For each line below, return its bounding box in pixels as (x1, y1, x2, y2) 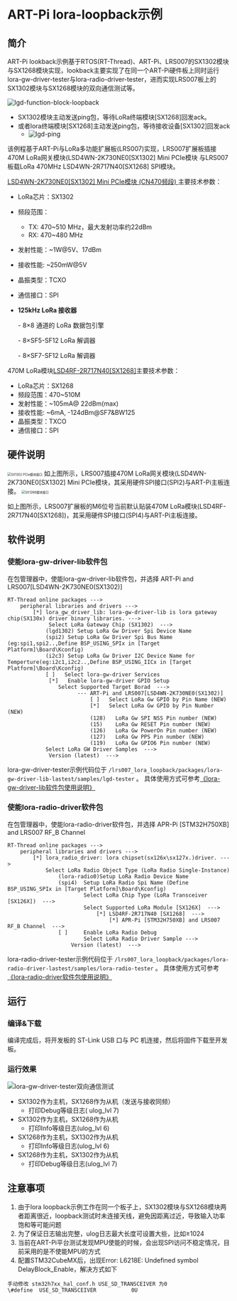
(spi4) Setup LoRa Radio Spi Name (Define (57, 879, 189, 886)
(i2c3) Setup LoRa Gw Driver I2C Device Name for (45, 652, 195, 659)
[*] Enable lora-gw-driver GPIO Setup (48, 677, 170, 684)
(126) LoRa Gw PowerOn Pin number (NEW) (89, 727, 218, 734)
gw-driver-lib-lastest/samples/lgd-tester (7, 775, 135, 783)
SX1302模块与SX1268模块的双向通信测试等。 (7, 84, 140, 93)
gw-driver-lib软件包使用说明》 (7, 783, 96, 791)
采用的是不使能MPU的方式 (23, 1247, 101, 1255)
